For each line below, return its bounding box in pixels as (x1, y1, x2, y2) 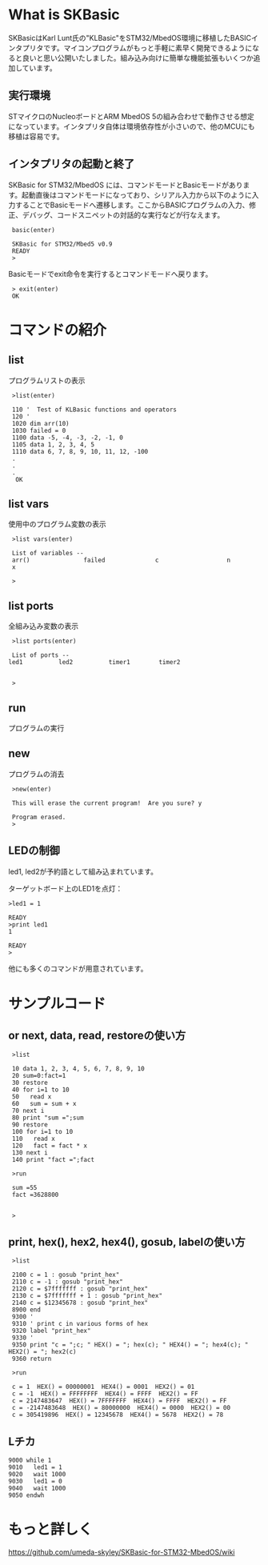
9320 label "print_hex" (11, 1327, 91, 1335)
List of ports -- (11, 651, 70, 659)
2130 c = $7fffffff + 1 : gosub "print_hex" (11, 1292, 162, 1300)
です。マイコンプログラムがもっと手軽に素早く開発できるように (42, 42, 253, 53)
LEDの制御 (8, 844, 60, 858)
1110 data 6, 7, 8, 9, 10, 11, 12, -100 (11, 447, 149, 455)
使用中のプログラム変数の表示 (8, 519, 106, 529)
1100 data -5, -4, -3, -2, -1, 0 (11, 434, 124, 442)
